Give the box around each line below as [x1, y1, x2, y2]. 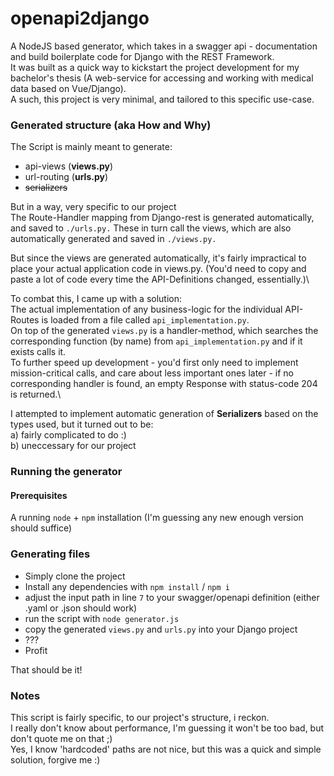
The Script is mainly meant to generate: [10, 141, 173, 153]
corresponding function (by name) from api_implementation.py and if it [10, 335, 303, 347]
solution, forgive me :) [10, 753, 101, 766]
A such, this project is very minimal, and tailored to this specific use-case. [10, 93, 315, 105]
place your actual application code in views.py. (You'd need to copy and [10, 263, 307, 275]
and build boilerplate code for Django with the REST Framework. [10, 50, 275, 62]
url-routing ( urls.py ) [24, 171, 109, 183]
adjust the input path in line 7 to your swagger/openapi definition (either [24, 591, 320, 603]
